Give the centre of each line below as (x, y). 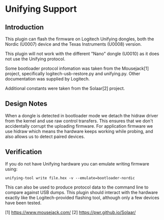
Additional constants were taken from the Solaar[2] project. (65, 88)
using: (11, 169)
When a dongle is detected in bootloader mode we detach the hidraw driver (82, 115)
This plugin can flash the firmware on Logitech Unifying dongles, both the (80, 39)
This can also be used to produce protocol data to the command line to (77, 187)
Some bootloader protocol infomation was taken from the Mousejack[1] (77, 68)
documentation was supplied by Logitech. (47, 79)
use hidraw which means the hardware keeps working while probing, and (79, 131)
